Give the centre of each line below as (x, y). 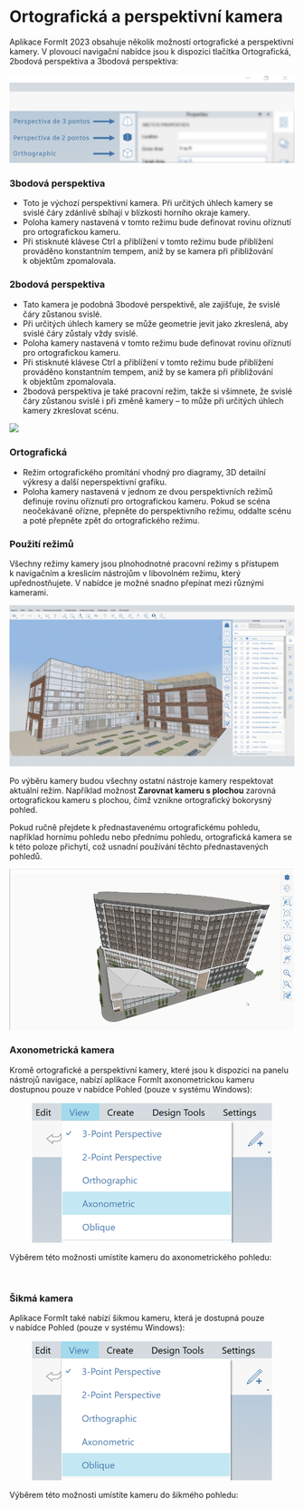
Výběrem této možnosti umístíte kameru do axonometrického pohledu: (141, 1257)
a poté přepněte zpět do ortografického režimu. (111, 520)
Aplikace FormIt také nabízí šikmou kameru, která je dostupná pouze (137, 1318)
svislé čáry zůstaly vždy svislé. (80, 333)
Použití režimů (42, 544)
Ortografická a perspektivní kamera (146, 17)
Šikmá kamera (42, 1298)
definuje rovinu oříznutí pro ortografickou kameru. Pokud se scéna (146, 501)
